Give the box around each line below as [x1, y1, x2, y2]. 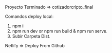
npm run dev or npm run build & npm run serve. [12, 28, 108, 34]
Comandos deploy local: [5, 14, 54, 19]
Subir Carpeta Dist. [12, 34, 51, 39]
